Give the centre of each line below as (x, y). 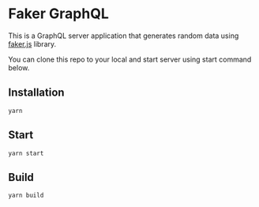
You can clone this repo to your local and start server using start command (130, 59)
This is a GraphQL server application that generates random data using (124, 36)
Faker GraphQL (58, 14)
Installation (36, 93)
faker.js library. (32, 43)
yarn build (26, 196)
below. (19, 67)
